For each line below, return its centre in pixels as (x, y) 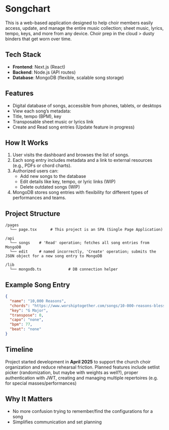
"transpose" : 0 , (27, 315)
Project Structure (33, 213)
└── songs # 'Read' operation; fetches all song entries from (80, 243)
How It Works (27, 142)
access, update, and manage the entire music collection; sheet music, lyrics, (84, 28)
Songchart (28, 9)
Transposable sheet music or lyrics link (53, 121)
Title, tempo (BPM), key (37, 116)
